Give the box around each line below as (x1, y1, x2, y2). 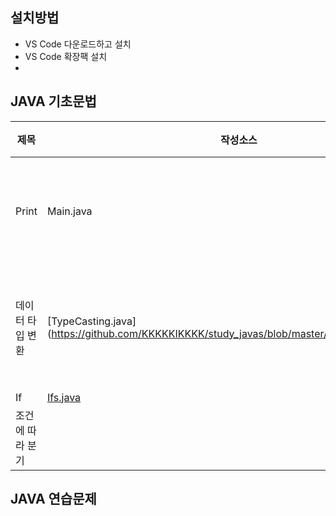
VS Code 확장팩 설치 (24, 50, 108, 62)
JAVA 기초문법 (10, 93, 97, 110)
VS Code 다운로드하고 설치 (24, 38, 132, 50)
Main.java (46, 204, 93, 218)
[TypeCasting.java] (46, 314, 137, 328)
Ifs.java (46, 390, 82, 404)
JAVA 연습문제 (10, 491, 97, 508)
